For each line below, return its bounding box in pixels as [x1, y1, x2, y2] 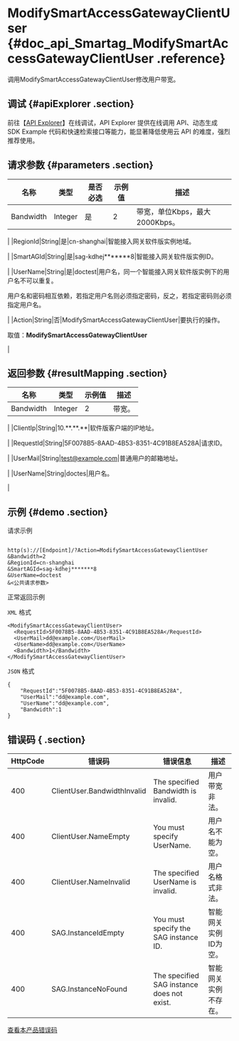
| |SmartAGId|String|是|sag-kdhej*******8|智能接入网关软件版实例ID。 [7, 252, 218, 261]
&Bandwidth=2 [7, 553, 46, 560]
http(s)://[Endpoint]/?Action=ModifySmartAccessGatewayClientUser [7, 547, 208, 554]
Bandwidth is [152, 786, 197, 795]
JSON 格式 [7, 667, 35, 675]
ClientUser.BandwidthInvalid [51, 786, 147, 795]
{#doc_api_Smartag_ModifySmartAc [7, 36, 229, 51]
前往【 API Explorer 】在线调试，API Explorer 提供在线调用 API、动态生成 [7, 118, 218, 126]
